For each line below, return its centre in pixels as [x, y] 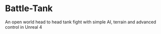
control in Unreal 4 [24, 27]
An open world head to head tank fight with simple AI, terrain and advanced [80, 22]
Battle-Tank [29, 8]
